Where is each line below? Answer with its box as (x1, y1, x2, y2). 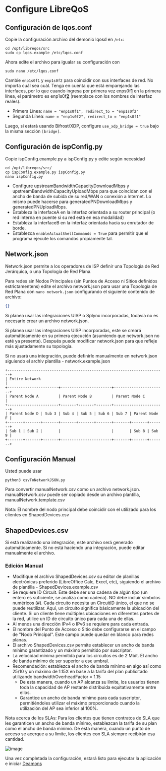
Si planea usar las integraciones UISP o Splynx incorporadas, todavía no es (5, 312, 159, 318)
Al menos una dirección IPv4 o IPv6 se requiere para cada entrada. (12, 621, 150, 627)
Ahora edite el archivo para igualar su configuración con (5, 59, 120, 65)
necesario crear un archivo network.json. (5, 318, 89, 324)
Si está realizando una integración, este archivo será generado (5, 540, 133, 546)
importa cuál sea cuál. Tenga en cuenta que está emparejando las (5, 83, 140, 88)
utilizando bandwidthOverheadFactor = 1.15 (12, 674, 101, 680)
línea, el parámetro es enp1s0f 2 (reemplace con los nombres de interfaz (5, 93, 153, 99)
